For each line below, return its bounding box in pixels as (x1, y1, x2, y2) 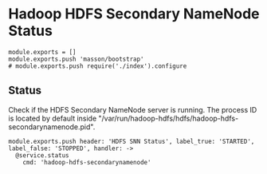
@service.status (15, 151, 69, 160)
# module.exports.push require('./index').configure (8, 61, 187, 70)
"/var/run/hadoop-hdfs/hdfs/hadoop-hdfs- (98, 113, 239, 123)
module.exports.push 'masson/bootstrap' (8, 55, 145, 63)
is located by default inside (8, 113, 97, 123)
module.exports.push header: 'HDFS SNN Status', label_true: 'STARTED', (8, 137, 255, 145)
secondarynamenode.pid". (8, 121, 96, 132)
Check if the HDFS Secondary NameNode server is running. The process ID (8, 105, 257, 114)
